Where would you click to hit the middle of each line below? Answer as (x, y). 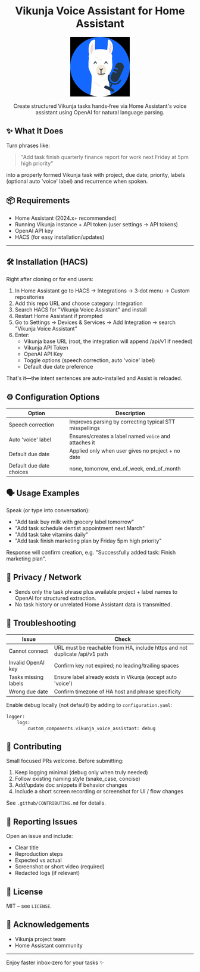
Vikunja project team (40, 939)
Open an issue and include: (40, 836)
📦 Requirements (38, 201)
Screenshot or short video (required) (60, 867)
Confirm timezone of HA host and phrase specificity (118, 691)
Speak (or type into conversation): (48, 510)
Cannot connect (29, 651)
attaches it (82, 443)
